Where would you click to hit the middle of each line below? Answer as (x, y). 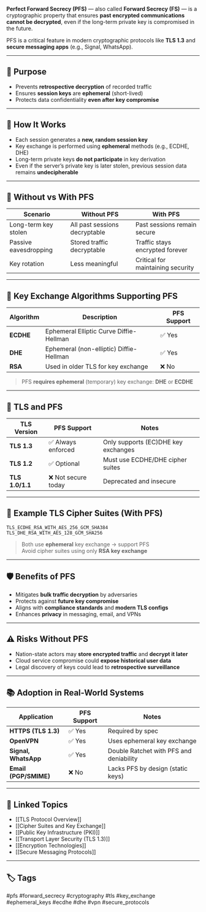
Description (100, 317)
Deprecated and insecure (140, 481)
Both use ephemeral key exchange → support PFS (85, 544)
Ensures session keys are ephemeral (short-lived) (79, 93)
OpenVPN (24, 741)
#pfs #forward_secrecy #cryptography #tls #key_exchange (81, 895)
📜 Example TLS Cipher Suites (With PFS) (85, 513)
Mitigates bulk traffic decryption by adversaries (76, 594)
